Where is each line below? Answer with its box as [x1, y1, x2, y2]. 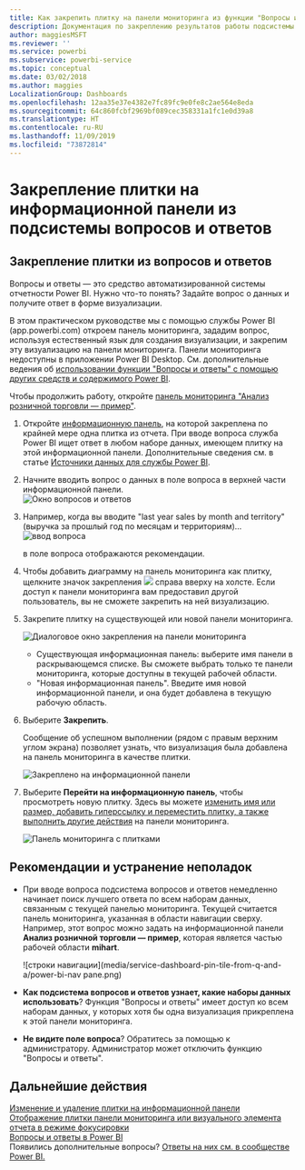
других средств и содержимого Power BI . [9, 373, 171, 384]
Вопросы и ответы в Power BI [9, 1132, 123, 1143]
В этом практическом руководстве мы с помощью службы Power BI [9, 315, 275, 325]
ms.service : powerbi [9, 47, 88, 56]
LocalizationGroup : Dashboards [9, 89, 128, 98]
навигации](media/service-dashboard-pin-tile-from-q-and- [57, 959, 282, 970]
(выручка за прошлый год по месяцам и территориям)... [22, 520, 242, 532]
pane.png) [83, 969, 123, 980]
